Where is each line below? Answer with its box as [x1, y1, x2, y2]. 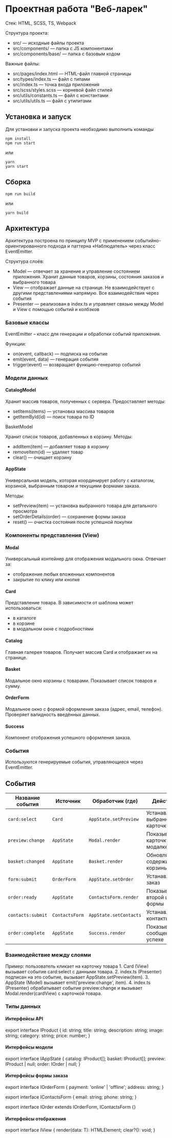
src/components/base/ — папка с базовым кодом [12, 51, 120, 57]
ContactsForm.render [89, 894, 139, 901]
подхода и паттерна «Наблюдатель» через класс [48, 243, 156, 249]
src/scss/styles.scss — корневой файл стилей [12, 86, 113, 93]
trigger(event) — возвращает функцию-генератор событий [12, 361, 141, 367]
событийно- [135, 237, 161, 244]
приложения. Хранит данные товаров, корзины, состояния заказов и [12, 274, 164, 280]
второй [146, 894, 164, 901]
